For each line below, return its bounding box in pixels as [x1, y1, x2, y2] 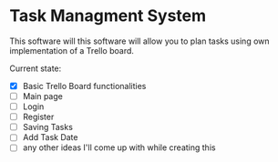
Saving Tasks [22, 122, 73, 133]
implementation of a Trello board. [9, 45, 135, 56]
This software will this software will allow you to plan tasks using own [9, 35, 271, 46]
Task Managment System [9, 5, 207, 26]
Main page [22, 91, 64, 101]
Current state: [9, 63, 62, 74]
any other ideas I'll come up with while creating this [22, 142, 216, 153]
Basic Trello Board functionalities [22, 80, 147, 91]
